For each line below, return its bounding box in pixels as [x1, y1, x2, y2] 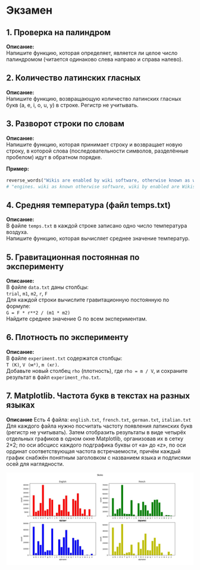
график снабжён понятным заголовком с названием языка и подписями [6, 454, 191, 461]
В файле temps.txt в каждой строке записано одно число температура [6, 222, 187, 229]
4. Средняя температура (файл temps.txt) [6, 200, 171, 210]
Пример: [6, 165, 30, 172]
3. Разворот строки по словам [6, 119, 125, 129]
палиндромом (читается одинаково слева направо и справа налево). [6, 56, 183, 63]
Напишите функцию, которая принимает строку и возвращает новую [6, 141, 183, 148]
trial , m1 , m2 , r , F [6, 290, 48, 297]
